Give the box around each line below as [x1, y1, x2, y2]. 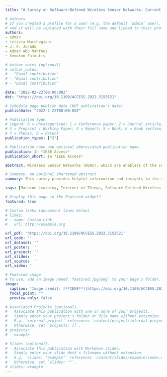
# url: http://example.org [5, 222, 66, 227]
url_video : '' [5, 263, 35, 268]
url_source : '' [5, 258, 37, 264]
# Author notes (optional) [5, 62, 61, 67]
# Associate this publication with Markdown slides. [5, 346, 121, 351]
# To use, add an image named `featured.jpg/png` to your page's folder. [5, 277, 162, 282]
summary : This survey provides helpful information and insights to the [5, 176, 159, 182]
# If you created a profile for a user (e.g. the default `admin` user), [5, 21, 162, 26]
